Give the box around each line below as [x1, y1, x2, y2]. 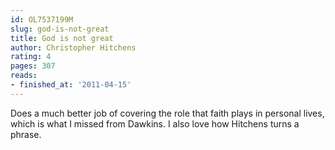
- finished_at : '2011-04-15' [10, 80, 132, 90]
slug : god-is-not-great [10, 24, 110, 34]
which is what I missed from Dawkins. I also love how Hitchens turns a [10, 117, 300, 130]
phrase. [10, 128, 42, 140]
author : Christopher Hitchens [10, 42, 137, 53]
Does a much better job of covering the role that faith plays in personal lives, [10, 107, 325, 119]
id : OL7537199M [10, 14, 74, 25]
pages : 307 [10, 61, 56, 71]
